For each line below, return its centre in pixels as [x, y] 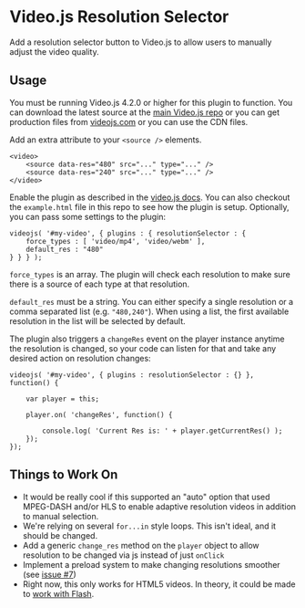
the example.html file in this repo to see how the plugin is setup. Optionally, [149, 206]
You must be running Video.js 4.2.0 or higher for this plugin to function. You [151, 102]
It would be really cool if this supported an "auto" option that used [146, 497]
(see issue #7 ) [50, 574]
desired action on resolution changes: [81, 358]
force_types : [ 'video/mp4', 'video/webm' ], [116, 241]
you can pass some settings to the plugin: [88, 216]
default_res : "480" [65, 249]
